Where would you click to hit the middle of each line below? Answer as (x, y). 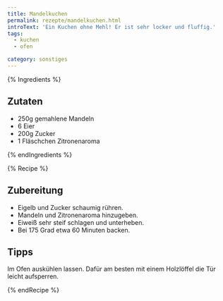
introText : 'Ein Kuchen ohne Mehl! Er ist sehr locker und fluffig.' (112, 27)
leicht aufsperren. (33, 276)
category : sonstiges (38, 60)
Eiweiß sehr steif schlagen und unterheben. (81, 222)
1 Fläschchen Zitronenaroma (59, 141)
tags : (15, 33)
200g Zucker (36, 133)
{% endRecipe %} (34, 290)
